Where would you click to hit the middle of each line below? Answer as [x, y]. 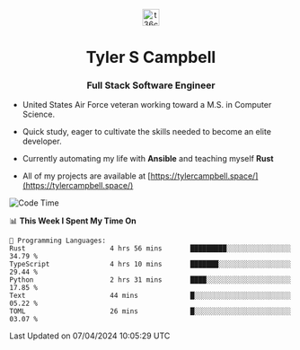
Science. [39, 114]
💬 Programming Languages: [57, 241]
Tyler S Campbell [151, 57]
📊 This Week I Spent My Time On [73, 221]
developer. [42, 141]
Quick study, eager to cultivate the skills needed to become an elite [147, 132]
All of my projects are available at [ [86, 176]
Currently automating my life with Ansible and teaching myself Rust [148, 159]
